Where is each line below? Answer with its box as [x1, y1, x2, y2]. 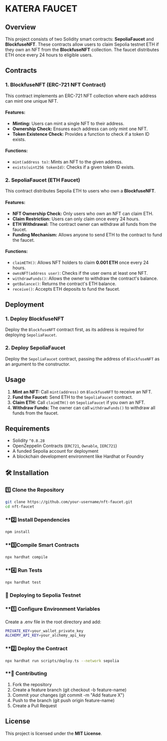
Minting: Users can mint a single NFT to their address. [12, 120, 125, 126]
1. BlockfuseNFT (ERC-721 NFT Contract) [5, 81, 106, 88]
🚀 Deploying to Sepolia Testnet [5, 592, 81, 599]
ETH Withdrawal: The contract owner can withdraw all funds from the [12, 221, 157, 227]
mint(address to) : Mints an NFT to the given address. [12, 159, 123, 165]
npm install [5, 530, 30, 535]
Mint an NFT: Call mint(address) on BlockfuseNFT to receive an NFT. [12, 388, 153, 394]
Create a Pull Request [12, 703, 57, 709]
